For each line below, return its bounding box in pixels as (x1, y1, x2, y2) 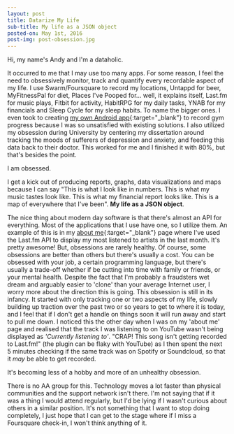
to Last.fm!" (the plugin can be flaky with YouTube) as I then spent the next (7, 340, 223, 348)
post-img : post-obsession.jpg (7, 36, 96, 43)
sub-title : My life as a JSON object (7, 23, 117, 30)
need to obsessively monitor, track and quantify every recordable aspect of (7, 76, 224, 85)
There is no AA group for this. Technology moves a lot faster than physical (7, 382, 221, 390)
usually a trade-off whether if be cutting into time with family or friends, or (7, 266, 221, 274)
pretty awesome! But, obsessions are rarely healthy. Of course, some (7, 243, 207, 252)
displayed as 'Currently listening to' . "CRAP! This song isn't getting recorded (7, 333, 227, 341)
